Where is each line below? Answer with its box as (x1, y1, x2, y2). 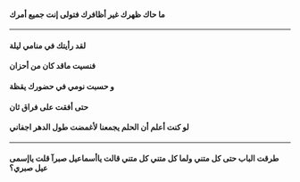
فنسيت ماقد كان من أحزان (9, 61, 96, 71)
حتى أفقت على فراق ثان (9, 101, 89, 112)
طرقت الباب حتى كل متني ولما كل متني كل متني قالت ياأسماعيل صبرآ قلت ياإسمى (9, 153, 279, 164)
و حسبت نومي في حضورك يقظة (9, 80, 114, 91)
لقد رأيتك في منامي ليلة (9, 40, 87, 51)
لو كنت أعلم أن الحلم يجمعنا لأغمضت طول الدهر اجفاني (9, 122, 189, 133)
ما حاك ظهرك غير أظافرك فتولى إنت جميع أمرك (9, 9, 165, 20)
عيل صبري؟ (9, 162, 48, 173)
